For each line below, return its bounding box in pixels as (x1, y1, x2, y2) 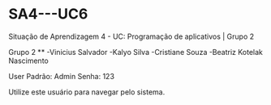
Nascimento (8, 56, 49, 65)
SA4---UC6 (8, 5, 88, 23)
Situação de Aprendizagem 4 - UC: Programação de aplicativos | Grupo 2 (8, 31, 255, 41)
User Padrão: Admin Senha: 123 (8, 71, 115, 81)
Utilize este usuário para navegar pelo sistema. (8, 86, 166, 97)
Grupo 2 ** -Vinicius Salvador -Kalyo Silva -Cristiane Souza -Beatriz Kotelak (8, 47, 264, 57)
